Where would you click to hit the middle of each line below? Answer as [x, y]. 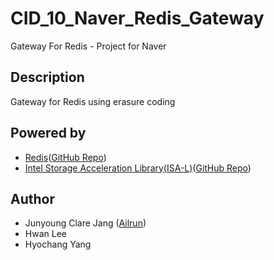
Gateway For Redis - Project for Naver [88, 46]
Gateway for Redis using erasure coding [93, 101]
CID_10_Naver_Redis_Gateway [137, 18]
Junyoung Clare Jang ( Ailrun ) [85, 223]
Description [47, 77]
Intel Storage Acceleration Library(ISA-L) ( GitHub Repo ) [138, 168]
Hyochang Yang [58, 244]
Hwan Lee [45, 234]
